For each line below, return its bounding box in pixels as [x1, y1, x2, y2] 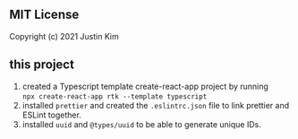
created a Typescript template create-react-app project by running [21, 81, 268, 91]
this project [9, 57, 74, 73]
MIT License [9, 7, 80, 22]
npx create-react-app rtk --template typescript [21, 91, 208, 101]
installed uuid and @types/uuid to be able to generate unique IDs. [21, 118, 261, 129]
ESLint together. [21, 109, 82, 120]
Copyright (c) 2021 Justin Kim [9, 30, 119, 41]
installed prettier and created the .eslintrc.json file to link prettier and [21, 100, 290, 110]
